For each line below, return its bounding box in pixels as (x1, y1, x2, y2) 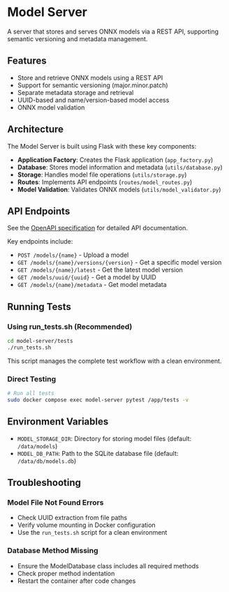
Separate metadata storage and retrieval (17, 88, 134, 96)
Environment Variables (7, 416, 109, 428)
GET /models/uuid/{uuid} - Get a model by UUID (17, 273, 157, 281)
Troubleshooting (7, 477, 82, 489)
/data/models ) (17, 441, 58, 450)
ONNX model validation (17, 103, 85, 112)
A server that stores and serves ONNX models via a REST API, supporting (7, 27, 219, 36)
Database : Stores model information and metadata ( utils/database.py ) (17, 163, 223, 171)
